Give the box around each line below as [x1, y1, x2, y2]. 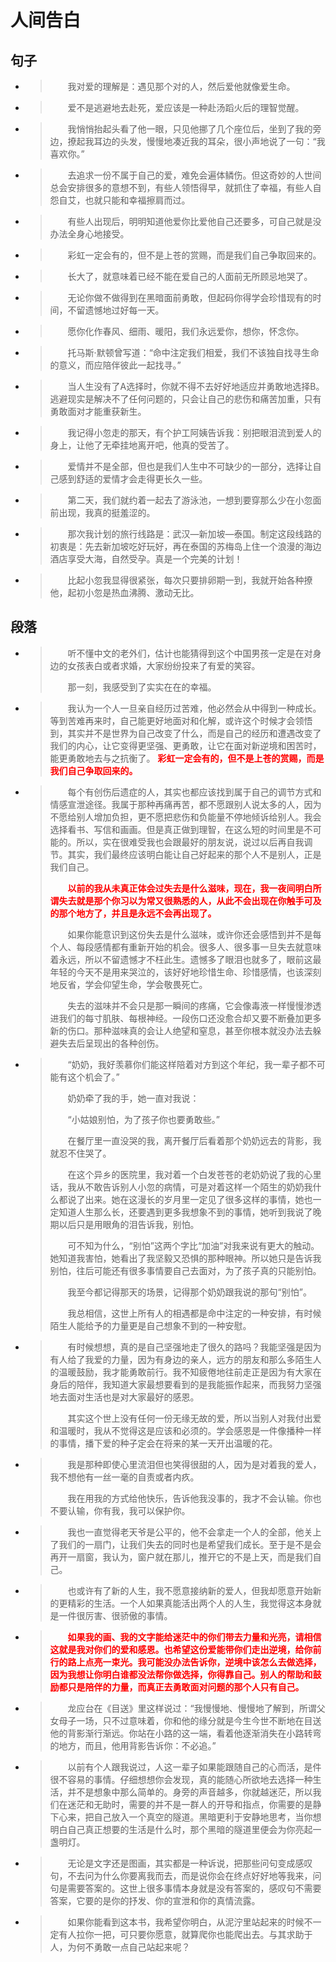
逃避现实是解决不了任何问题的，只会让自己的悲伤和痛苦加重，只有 [49, 393, 322, 405]
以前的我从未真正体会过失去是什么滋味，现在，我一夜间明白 [67, 882, 313, 894]
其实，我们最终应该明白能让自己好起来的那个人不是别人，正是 [67, 848, 322, 860]
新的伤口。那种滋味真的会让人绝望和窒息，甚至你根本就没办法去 [49, 1024, 313, 1036]
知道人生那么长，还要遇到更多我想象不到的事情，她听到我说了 [58, 1206, 313, 1218]
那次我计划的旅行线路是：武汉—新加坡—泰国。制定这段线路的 [67, 528, 322, 540]
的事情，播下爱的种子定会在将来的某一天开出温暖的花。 [49, 1437, 278, 1449]
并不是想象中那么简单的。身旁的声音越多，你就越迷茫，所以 [67, 1786, 313, 1798]
